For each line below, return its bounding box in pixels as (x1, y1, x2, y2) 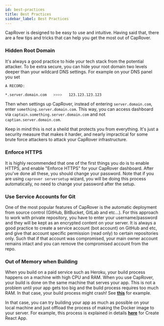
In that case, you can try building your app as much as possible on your (5, 300, 149, 305)
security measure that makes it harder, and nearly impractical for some (5, 131, 148, 137)
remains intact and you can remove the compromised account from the (5, 241, 148, 247)
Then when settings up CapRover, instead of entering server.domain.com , (5, 101, 153, 107)
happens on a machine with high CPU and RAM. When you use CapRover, (5, 275, 154, 280)
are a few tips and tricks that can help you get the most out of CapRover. (5, 35, 152, 41)
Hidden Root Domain (5, 47, 55, 54)
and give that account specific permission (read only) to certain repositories (5, 230, 159, 236)
